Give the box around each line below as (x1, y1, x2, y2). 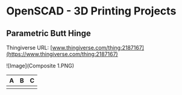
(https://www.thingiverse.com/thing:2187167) (6, 51, 119, 58)
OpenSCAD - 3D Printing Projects (6, 4, 177, 18)
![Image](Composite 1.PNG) (6, 62, 74, 69)
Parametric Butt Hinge (6, 28, 92, 38)
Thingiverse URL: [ (6, 44, 52, 51)
